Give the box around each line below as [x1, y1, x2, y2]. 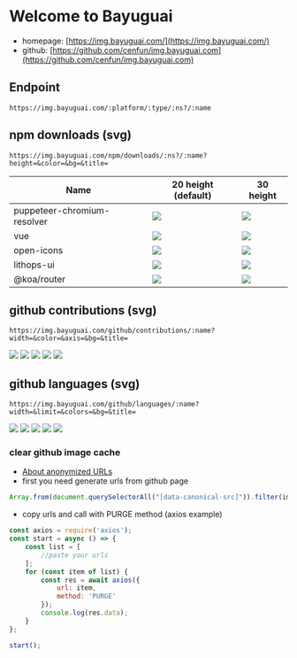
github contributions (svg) [9, 303, 157, 318]
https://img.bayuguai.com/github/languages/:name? [9, 400, 200, 409]
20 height [171, 178, 214, 190]
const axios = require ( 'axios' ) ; [9, 526, 133, 535]
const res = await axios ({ [41, 576, 141, 584]
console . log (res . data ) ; [41, 608, 128, 617]
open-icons [13, 244, 64, 256]
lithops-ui [13, 259, 55, 271]
